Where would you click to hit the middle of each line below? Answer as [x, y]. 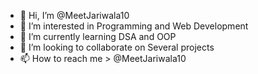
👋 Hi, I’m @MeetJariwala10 [74, 15]
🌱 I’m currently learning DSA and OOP [98, 36]
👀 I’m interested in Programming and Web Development [134, 26]
